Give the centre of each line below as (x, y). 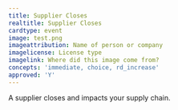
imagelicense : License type (55, 53)
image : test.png (35, 38)
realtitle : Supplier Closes (55, 23)
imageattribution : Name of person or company (85, 45)
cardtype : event (35, 30)
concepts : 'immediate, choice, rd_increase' (84, 68)
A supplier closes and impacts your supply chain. (89, 97)
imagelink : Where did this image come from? (84, 61)
